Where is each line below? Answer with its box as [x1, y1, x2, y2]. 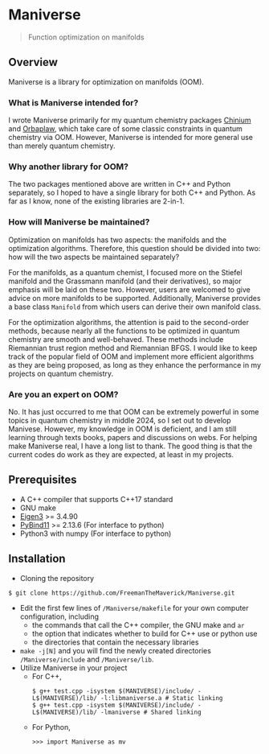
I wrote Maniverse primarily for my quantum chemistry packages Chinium [8, 115, 251, 126]
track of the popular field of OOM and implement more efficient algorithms [8, 352, 255, 361]
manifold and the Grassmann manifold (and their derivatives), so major [8, 276, 242, 286]
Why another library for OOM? [8, 161, 128, 172]
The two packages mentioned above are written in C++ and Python [8, 179, 231, 189]
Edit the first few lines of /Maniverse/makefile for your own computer [19, 603, 249, 612]
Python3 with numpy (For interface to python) [19, 529, 172, 538]
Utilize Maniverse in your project [19, 662, 128, 673]
